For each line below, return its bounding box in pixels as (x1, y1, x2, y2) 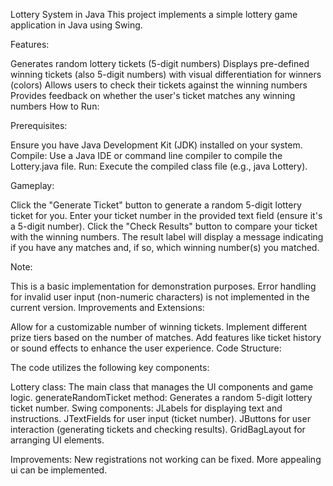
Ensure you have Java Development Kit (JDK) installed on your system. (10, 139, 303, 151)
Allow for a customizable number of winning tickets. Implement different (10, 321, 308, 333)
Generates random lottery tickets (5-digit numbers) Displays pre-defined (10, 58, 310, 69)
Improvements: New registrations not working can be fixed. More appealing (10, 454, 322, 465)
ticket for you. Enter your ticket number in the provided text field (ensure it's (10, 210, 323, 221)
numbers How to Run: (10, 100, 100, 112)
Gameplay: (10, 180, 55, 191)
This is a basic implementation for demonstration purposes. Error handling (10, 280, 317, 292)
